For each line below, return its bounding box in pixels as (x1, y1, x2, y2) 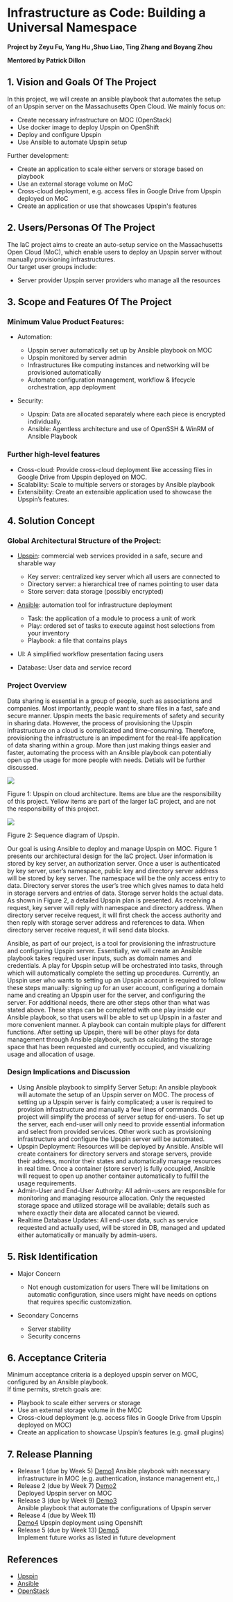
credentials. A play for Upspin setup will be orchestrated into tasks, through (7, 961, 223, 969)
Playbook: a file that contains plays (27, 636, 128, 645)
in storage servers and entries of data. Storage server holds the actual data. (7, 889, 224, 897)
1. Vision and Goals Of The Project (7, 76, 157, 88)
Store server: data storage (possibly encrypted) (27, 588, 164, 596)
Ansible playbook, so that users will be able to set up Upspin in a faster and (7, 1013, 223, 1021)
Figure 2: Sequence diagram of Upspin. (7, 831, 120, 839)
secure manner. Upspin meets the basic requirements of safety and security (7, 711, 225, 720)
